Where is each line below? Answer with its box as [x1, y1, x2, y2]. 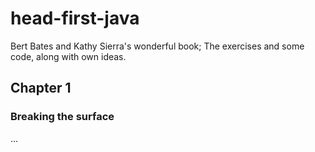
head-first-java [10, 7, 140, 30]
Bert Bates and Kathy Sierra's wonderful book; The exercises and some [10, 40, 305, 52]
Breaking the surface [10, 110, 115, 124]
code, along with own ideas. [10, 50, 127, 62]
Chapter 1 [10, 80, 72, 97]
